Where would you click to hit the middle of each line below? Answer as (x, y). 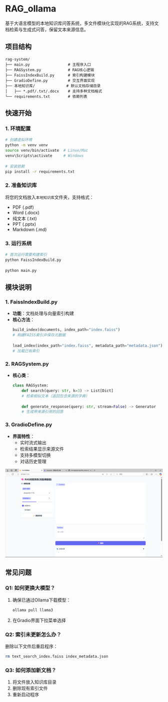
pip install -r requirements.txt (40, 171)
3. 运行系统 (18, 243)
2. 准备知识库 (21, 185)
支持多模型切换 (35, 455)
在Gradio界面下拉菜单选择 (39, 620)
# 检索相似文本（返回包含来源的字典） (55, 396)
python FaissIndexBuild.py (33, 260)
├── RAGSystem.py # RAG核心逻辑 (49, 70)
